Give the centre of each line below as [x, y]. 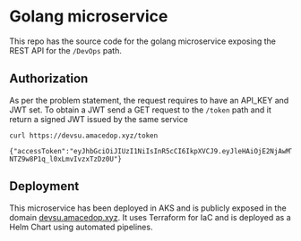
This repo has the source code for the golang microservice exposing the [142, 41]
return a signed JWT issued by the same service [99, 119]
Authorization [49, 79]
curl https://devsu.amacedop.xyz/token [84, 136]
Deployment [44, 186]
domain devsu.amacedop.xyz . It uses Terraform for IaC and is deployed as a [150, 217]
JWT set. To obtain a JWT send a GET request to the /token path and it [140, 110]
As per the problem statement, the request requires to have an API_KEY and [149, 100]
